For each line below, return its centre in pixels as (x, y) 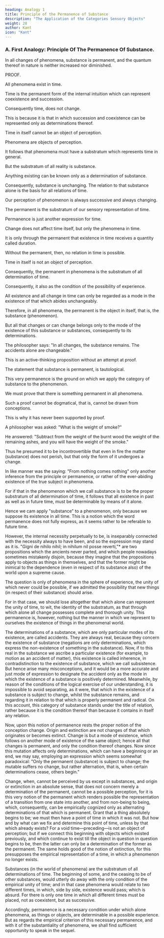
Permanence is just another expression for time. (53, 219)
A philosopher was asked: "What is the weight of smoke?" (64, 427)
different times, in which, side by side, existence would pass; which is (75, 890)
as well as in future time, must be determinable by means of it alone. (74, 502)
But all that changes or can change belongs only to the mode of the (73, 325)
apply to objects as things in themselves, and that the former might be (76, 562)
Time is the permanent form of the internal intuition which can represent (78, 94)
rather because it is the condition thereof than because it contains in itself (80, 710)
